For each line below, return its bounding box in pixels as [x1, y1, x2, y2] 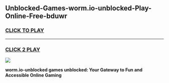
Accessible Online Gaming [5, 72, 62, 78]
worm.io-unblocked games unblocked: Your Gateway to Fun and [5, 66, 143, 72]
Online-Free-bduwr [5, 12, 67, 21]
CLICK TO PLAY [5, 27, 44, 34]
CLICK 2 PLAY [5, 46, 40, 53]
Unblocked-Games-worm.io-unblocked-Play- [5, 4, 152, 13]
